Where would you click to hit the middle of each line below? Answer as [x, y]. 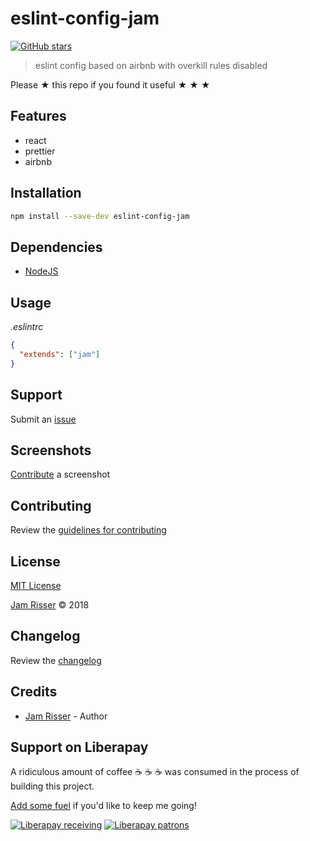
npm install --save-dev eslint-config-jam [100, 216]
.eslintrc [27, 327]
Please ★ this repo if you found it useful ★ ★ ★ [110, 84]
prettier [40, 151]
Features [38, 116]
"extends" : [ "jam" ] [60, 354]
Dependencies [56, 247]
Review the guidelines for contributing [88, 530]
